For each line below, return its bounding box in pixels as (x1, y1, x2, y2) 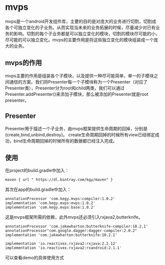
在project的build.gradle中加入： (5, 168, 70, 174)
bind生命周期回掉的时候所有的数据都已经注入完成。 (13, 138, 117, 144)
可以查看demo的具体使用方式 (5, 255, 64, 261)
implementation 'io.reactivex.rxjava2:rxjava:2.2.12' (5, 241, 118, 246)
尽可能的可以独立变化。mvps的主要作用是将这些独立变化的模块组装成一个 (5, 36, 154, 43)
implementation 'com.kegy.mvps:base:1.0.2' (5, 205, 96, 210)
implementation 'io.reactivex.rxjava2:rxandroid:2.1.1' (5, 245, 122, 251)
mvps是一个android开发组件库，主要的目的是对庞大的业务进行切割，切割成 (5, 18, 156, 24)
